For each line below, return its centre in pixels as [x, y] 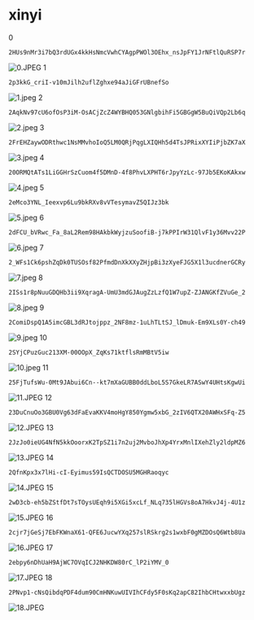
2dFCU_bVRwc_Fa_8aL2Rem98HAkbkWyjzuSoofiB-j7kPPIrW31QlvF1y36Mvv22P [127, 232]
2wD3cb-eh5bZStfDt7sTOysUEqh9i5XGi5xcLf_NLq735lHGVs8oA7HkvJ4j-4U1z [127, 502]
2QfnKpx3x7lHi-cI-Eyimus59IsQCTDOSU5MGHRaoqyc [89, 472]
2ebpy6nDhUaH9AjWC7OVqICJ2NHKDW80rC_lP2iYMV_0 [89, 562]
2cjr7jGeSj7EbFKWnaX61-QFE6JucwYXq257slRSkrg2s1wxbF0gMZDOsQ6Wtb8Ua [127, 532]
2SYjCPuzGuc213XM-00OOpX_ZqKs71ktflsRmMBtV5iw [89, 352]
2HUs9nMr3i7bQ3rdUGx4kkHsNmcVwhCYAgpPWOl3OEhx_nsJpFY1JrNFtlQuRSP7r [127, 52]
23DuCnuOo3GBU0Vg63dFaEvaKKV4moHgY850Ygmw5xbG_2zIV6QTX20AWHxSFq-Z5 [127, 413]
